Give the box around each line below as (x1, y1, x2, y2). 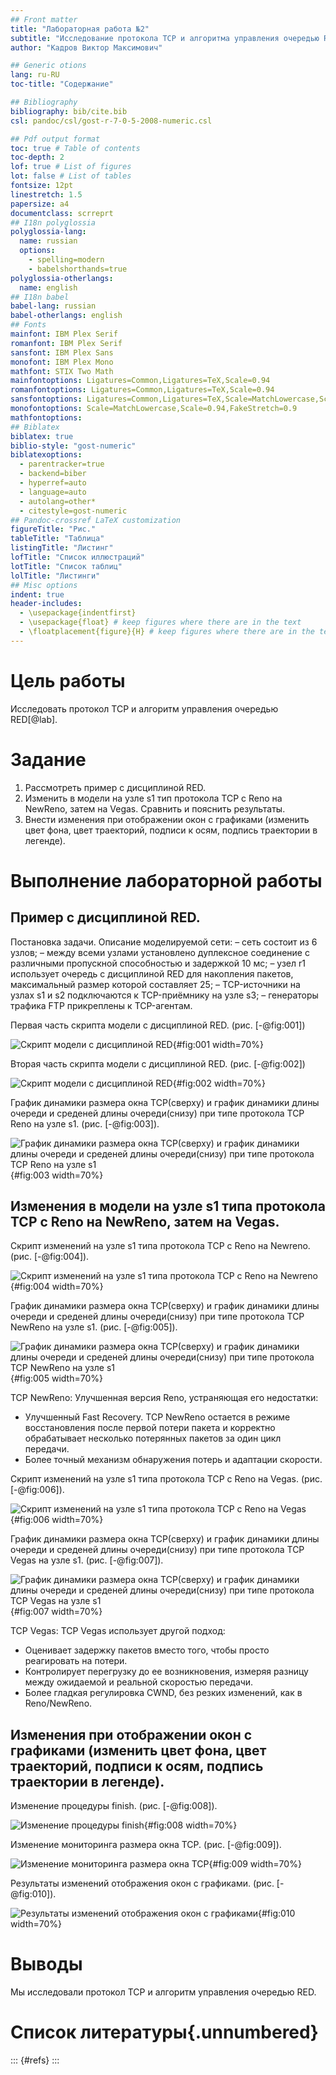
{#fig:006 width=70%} (10, 1514, 104, 1526)
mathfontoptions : (10, 412, 83, 423)
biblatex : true (10, 431, 74, 441)
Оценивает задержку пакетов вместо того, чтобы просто (24, 1644, 270, 1656)
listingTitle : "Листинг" (10, 543, 114, 553)
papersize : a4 (10, 199, 70, 209)
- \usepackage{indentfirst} (19, 608, 137, 618)
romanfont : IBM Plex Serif (10, 338, 123, 348)
